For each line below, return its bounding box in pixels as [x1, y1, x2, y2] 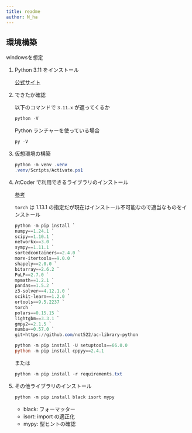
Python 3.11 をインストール [14, 66, 79, 73]
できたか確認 [14, 92, 46, 99]
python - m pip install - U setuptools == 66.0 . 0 [14, 343, 128, 348]
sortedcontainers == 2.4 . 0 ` [14, 250, 81, 256]
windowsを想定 [6, 54, 43, 61]
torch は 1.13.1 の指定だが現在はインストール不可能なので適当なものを [14, 203, 183, 210]
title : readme [6, 8, 41, 15]
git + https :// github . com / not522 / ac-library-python [14, 332, 139, 338]
